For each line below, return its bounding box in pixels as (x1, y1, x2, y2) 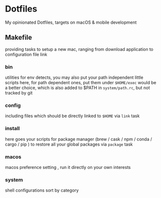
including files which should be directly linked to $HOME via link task (5, 113, 140, 119)
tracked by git (5, 90, 33, 96)
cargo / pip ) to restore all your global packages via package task (5, 141, 133, 147)
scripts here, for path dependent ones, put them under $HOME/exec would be (5, 80, 157, 86)
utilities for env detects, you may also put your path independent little (5, 75, 144, 80)
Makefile (5, 33, 32, 42)
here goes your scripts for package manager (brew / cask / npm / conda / (5, 136, 152, 142)
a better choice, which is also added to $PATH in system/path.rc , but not (5, 85, 150, 91)
